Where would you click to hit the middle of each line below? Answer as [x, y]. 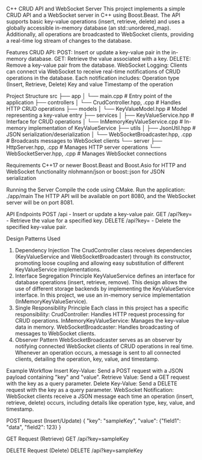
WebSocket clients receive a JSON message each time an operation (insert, [100, 396]
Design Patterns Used [33, 238]
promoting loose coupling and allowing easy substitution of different [99, 263]
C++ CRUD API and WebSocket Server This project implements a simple [96, 9]
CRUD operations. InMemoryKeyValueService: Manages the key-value [102, 321]
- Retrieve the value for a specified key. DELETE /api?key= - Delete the [93, 220]
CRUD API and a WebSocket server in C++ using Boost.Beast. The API [93, 15]
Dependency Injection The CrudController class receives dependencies [103, 250]
